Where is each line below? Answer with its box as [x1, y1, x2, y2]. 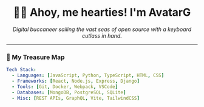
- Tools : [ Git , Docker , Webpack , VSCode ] [12, 83, 118, 90]
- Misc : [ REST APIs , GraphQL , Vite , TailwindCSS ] [12, 95, 140, 101]
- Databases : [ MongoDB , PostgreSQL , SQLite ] [12, 89, 126, 95]
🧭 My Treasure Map [6, 53, 65, 61]
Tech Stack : [6, 67, 36, 73]
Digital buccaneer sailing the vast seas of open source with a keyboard [12, 26, 192, 33]
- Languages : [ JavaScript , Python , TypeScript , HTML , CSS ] [12, 72, 165, 78]
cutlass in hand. [81, 32, 123, 39]
